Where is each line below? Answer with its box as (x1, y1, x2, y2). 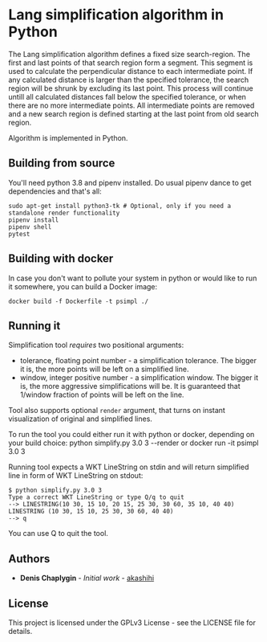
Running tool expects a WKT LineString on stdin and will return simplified (8, 462, 249, 472)
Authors (8, 552, 51, 566)
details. (8, 627, 33, 636)
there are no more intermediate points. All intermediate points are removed (8, 100, 255, 110)
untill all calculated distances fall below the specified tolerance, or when (8, 92, 247, 101)
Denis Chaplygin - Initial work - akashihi (19, 573, 155, 583)
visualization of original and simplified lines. (8, 414, 152, 423)
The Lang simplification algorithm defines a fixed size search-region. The (8, 49, 251, 59)
